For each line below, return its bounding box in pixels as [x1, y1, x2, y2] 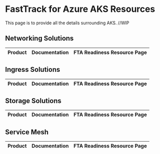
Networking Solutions [5, 34, 74, 43]
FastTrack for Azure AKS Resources [5, 3, 156, 15]
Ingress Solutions [5, 65, 60, 74]
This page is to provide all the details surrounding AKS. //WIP [5, 20, 129, 26]
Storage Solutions [5, 97, 62, 105]
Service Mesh [5, 128, 49, 136]
